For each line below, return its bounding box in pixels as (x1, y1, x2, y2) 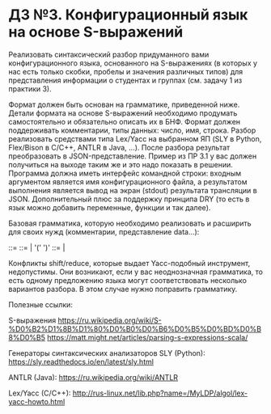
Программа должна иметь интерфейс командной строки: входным (8, 168, 242, 178)
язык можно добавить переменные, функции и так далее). (8, 202, 211, 212)
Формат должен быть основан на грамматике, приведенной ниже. (8, 99, 240, 109)
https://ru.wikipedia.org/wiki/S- (57, 315, 162, 325)
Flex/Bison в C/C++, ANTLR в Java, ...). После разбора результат (8, 142, 231, 152)
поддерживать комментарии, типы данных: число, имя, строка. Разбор (8, 125, 256, 135)
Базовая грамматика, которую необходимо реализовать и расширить (8, 218, 252, 228)
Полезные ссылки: (8, 299, 73, 309)
